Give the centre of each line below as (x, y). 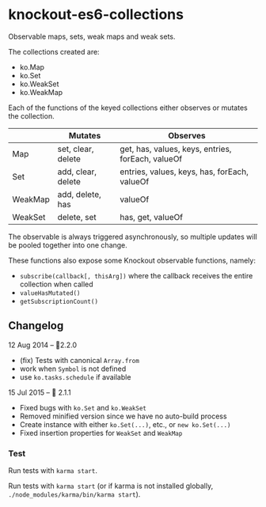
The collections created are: (54, 51)
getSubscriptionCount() (59, 301)
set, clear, (76, 149)
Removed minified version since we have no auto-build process (123, 416)
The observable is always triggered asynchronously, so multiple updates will (133, 236)
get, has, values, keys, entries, (176, 149)
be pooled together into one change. (68, 245)
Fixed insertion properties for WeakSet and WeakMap (101, 433)
